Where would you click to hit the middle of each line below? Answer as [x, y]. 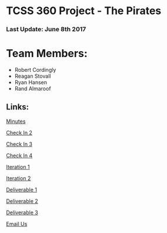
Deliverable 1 [21, 189]
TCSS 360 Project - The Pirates [84, 11]
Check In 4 [19, 155]
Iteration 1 [18, 167]
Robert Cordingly [35, 70]
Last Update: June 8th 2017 [46, 29]
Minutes [16, 121]
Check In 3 [19, 144]
